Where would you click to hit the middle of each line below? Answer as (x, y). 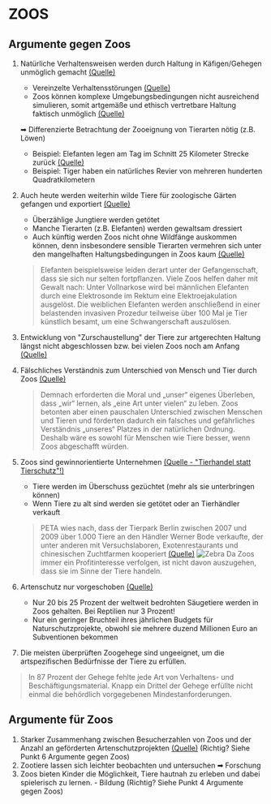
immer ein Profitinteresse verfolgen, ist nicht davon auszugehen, (148, 562)
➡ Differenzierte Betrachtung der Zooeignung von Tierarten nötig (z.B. (138, 129)
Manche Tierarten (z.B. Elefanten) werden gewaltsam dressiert (137, 228)
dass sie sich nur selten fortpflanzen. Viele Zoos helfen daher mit (149, 278)
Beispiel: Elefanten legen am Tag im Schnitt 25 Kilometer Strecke (140, 154)
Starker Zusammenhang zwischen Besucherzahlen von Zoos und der (135, 739)
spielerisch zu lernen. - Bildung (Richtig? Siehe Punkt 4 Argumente (131, 782)
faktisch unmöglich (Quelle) (78, 114)
